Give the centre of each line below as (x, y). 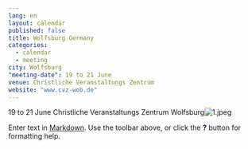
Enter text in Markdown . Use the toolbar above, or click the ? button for (124, 127)
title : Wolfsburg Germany (51, 38)
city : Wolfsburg (35, 68)
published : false (37, 30)
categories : (28, 45)
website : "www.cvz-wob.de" (53, 90)
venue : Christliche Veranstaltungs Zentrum (81, 82)
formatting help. (35, 136)
